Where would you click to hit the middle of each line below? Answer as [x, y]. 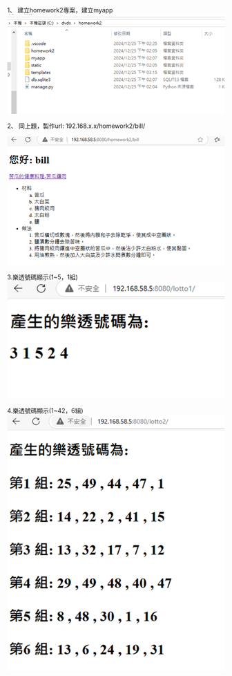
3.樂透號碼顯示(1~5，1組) [42, 277]
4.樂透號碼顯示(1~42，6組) [46, 411]
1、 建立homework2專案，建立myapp [60, 10]
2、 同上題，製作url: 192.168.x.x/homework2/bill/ [76, 126]
